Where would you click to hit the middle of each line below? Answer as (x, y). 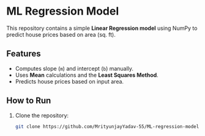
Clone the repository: (42, 115)
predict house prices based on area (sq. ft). (61, 34)
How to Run (29, 101)
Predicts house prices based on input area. (69, 81)
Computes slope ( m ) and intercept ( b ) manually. (74, 68)
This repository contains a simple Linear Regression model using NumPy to (102, 28)
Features (24, 54)
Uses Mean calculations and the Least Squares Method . (87, 75)
